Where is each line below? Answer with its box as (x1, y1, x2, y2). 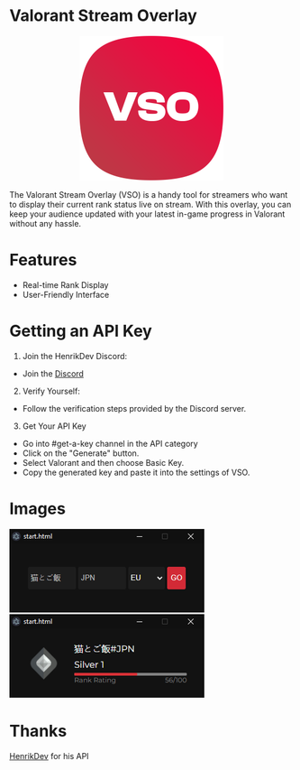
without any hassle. (9, 218, 82, 228)
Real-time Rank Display (22, 279, 109, 290)
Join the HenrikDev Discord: (22, 350, 128, 361)
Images (9, 498, 66, 519)
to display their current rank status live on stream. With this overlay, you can (9, 199, 292, 209)
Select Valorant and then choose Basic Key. (22, 457, 185, 468)
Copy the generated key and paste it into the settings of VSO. (22, 467, 250, 478)
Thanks (9, 720, 68, 741)
